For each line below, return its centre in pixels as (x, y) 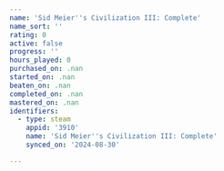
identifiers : (34, 111)
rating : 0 (28, 35)
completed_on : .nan (46, 94)
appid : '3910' (52, 128)
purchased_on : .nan (46, 69)
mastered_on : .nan (44, 102)
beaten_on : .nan (40, 85)
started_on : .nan (42, 77)
